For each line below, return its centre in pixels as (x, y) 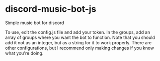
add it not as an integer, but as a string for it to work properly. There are (78, 42)
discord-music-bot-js (51, 9)
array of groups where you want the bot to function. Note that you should (80, 37)
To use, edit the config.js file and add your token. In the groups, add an (78, 32)
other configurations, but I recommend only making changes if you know (80, 48)
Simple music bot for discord (35, 23)
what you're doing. (24, 53)
